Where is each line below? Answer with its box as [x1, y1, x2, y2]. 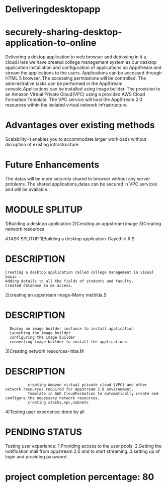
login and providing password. [5, 453, 68, 459]
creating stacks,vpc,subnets [27, 400, 89, 405]
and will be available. [5, 186, 49, 192]
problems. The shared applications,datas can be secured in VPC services [5, 181, 157, 187]
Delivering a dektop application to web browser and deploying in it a [5, 54, 146, 60]
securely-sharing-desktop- [5, 27, 122, 38]
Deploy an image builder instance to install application [10, 326, 134, 331]
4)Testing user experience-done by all [5, 409, 85, 415]
